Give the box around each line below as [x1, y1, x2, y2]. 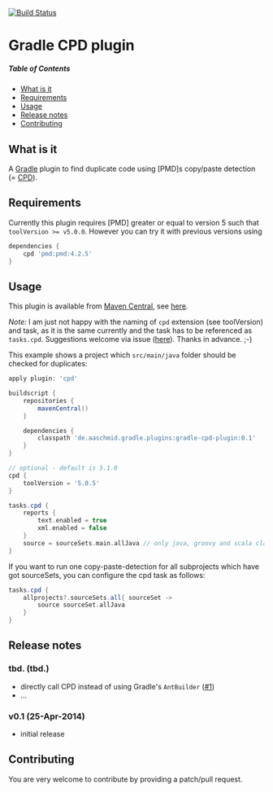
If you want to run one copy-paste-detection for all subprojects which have [8, 562, 260, 571]
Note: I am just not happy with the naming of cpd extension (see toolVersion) [8, 317, 264, 327]
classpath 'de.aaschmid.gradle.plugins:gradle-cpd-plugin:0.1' [37, 434, 256, 443]
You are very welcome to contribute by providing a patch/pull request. [8, 774, 243, 784]
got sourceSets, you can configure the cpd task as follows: [8, 570, 206, 580]
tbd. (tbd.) [8, 663, 50, 675]
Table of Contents [8, 63, 71, 73]
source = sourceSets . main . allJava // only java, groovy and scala [23, 539, 253, 547]
